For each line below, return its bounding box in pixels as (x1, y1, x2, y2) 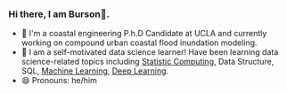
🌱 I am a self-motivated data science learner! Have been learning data (20, 47, 279, 58)
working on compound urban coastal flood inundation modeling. (20, 37, 258, 48)
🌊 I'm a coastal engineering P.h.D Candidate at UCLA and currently (20, 28, 267, 39)
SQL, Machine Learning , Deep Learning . (20, 66, 169, 76)
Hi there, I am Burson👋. (8, 8, 111, 20)
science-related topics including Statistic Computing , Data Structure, (20, 57, 275, 67)
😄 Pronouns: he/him (20, 75, 97, 86)
